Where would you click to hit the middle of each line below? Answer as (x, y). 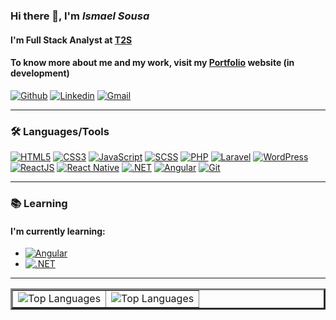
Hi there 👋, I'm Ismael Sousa (80, 16)
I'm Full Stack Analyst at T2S (71, 40)
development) (40, 73)
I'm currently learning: (58, 231)
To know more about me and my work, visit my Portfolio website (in (152, 63)
